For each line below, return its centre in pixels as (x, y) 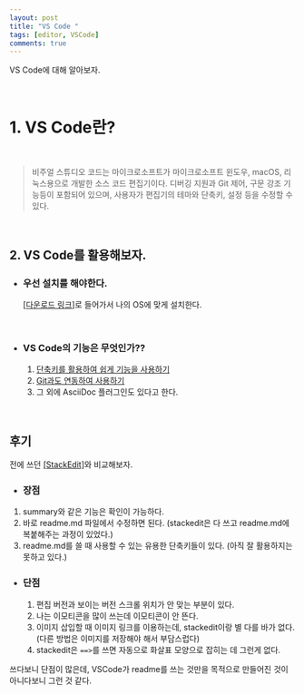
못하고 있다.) (45, 557)
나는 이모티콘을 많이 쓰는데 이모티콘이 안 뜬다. (117, 616)
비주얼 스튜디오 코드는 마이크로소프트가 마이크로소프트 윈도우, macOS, (157, 172)
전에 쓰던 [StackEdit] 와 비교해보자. (71, 464)
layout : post (34, 18)
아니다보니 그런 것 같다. (51, 680)
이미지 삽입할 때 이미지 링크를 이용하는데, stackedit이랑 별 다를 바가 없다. (165, 627)
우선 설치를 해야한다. (65, 283)
